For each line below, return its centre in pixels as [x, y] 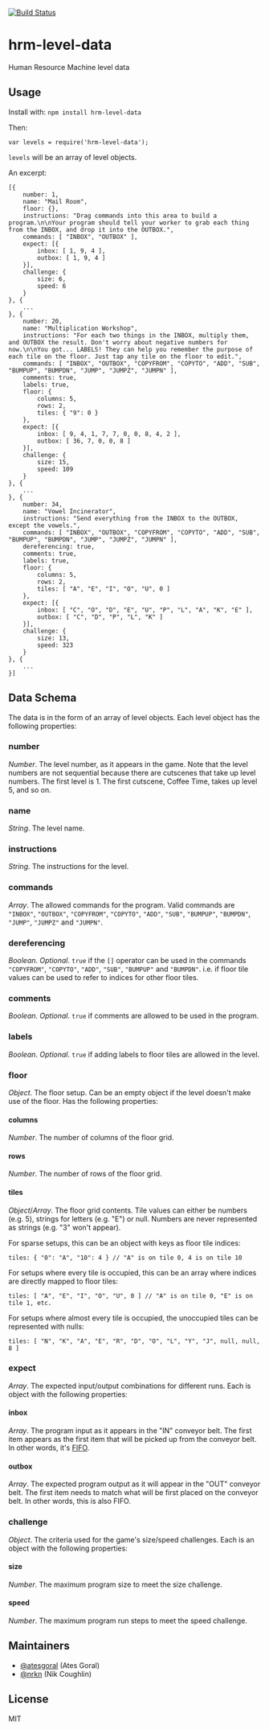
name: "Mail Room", [55, 201]
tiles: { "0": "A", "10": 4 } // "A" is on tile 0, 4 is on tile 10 [125, 1258]
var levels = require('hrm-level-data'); [79, 142]
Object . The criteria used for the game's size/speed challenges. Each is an [131, 1539]
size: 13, [53, 638]
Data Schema [43, 698]
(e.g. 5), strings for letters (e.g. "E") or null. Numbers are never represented [133, 1218]
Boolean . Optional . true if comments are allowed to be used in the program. [134, 1016]
